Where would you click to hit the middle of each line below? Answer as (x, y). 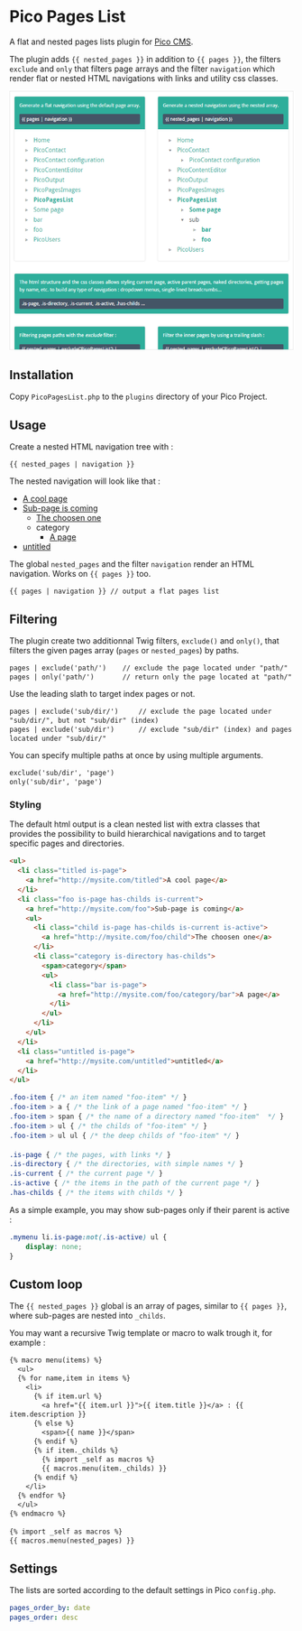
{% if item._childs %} (76, 1450)
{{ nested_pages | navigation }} (72, 465)
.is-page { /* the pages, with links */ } (90, 1154)
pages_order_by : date (50, 1608)
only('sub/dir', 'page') (56, 782)
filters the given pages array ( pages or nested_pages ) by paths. (124, 650)
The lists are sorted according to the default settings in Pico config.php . (143, 1590)
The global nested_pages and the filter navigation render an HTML (132, 564)
